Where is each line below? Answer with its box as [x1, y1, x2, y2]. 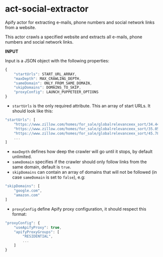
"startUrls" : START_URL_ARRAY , [14, 72, 77, 76]
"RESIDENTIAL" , [22, 234, 53, 239]
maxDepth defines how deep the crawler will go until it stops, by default [12, 149, 153, 154]
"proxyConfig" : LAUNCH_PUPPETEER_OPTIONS [14, 90, 98, 95]
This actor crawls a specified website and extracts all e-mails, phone [5, 34, 143, 40]
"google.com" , [14, 188, 42, 193]
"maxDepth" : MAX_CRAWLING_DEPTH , [14, 76, 81, 81]
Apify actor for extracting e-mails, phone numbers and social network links [5, 19, 155, 25]
